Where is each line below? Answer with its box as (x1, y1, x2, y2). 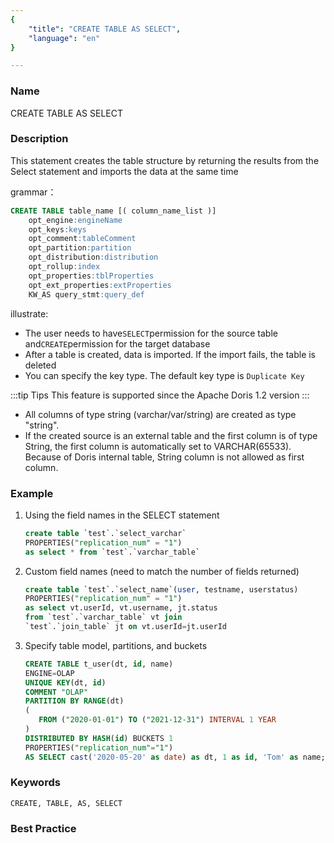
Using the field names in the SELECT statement (24, 509, 220, 521)
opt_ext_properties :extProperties (28, 280, 172, 290)
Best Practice (10, 821, 77, 835)
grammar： (10, 186, 57, 198)
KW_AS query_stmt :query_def (28, 289, 145, 300)
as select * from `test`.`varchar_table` (24, 547, 201, 557)
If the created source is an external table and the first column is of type (24, 429, 318, 441)
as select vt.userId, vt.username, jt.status (24, 603, 218, 613)
